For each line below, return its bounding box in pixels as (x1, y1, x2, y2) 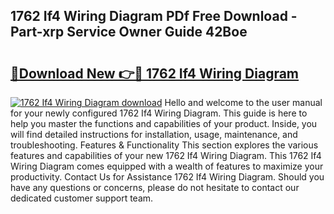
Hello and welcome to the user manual (164, 97, 323, 108)
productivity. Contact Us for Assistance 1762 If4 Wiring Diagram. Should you (10, 171, 325, 183)
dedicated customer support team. (10, 192, 154, 204)
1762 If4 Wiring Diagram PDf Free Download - (10, 8, 298, 25)
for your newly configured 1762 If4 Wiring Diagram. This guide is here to (10, 107, 308, 119)
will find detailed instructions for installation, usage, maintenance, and (10, 129, 298, 140)
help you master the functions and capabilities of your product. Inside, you (10, 118, 318, 129)
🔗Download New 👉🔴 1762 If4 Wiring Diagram (10, 65, 300, 82)
